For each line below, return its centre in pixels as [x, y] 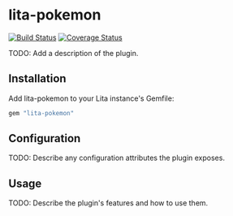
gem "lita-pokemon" [41, 113]
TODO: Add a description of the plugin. [73, 53]
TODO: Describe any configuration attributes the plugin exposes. [117, 158]
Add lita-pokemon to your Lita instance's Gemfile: [91, 98]
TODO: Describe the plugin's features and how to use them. [108, 203]
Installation [37, 79]
